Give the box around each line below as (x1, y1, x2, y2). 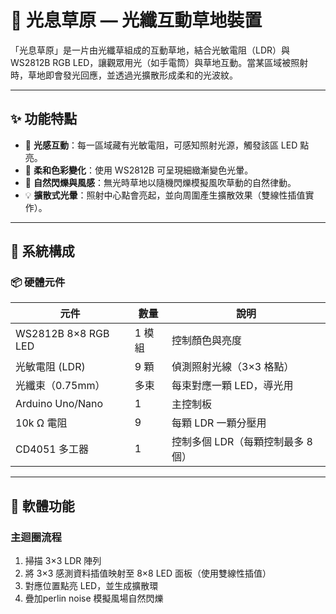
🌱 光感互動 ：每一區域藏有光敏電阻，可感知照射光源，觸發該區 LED (24, 139, 298, 151)
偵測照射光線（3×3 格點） (171, 360, 295, 374)
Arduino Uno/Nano (15, 397, 104, 411)
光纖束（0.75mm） (15, 379, 106, 393)
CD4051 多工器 (15, 442, 90, 456)
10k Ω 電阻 (15, 416, 68, 430)
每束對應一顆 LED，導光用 (171, 379, 294, 393)
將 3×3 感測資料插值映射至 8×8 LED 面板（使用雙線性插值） (24, 567, 272, 580)
